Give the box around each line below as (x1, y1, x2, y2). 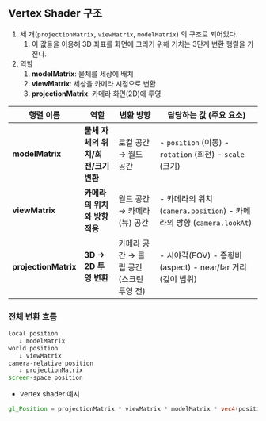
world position (8, 344, 59, 352)
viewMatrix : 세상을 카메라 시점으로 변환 (31, 78, 157, 88)
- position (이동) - (159, 136, 230, 147)
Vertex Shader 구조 (8, 6, 103, 21)
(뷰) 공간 (118, 216, 149, 228)
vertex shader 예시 (19, 389, 81, 399)
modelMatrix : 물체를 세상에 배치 (31, 69, 134, 78)
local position (8, 330, 59, 338)
